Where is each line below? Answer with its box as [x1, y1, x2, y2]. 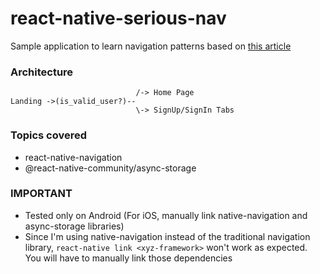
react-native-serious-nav [10, 7, 227, 30]
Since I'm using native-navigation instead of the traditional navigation [24, 230, 311, 242]
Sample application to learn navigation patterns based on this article [10, 40, 292, 52]
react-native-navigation [24, 151, 123, 163]
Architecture [10, 65, 74, 79]
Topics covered [10, 128, 88, 142]
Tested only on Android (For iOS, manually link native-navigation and [24, 209, 308, 221]
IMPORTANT [10, 187, 73, 201]
